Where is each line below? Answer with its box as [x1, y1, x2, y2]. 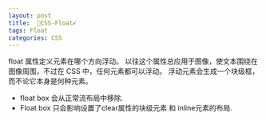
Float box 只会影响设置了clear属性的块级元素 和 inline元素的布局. [19, 103, 233, 113]
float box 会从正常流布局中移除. [19, 93, 124, 103]
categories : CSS [8, 33, 62, 42]
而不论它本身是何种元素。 [8, 76, 93, 86]
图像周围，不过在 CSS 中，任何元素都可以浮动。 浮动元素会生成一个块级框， [8, 67, 260, 76]
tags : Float [8, 26, 48, 34]
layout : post [8, 11, 52, 20]
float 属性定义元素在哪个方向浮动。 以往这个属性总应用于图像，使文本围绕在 [8, 56, 258, 66]
